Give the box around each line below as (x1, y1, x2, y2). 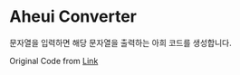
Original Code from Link (9, 55, 99, 66)
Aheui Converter (9, 6, 138, 27)
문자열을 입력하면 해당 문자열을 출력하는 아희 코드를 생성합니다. (9, 37, 233, 48)
